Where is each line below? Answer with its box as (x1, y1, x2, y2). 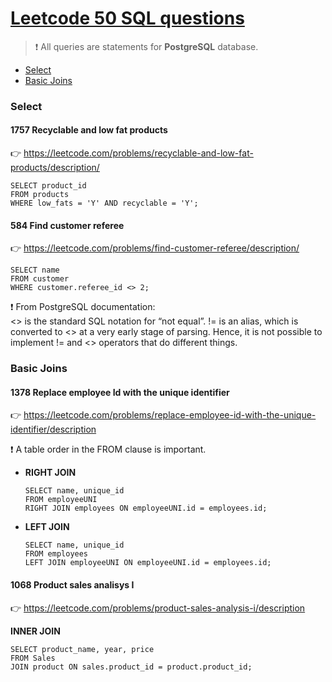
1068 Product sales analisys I (10, 578, 135, 591)
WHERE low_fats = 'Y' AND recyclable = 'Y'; (10, 198, 199, 209)
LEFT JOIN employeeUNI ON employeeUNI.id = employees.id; (24, 558, 272, 568)
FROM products (10, 190, 70, 200)
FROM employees (24, 549, 89, 559)
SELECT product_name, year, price (10, 644, 155, 654)
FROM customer (10, 274, 70, 284)
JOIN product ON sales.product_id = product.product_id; (10, 662, 253, 672)
